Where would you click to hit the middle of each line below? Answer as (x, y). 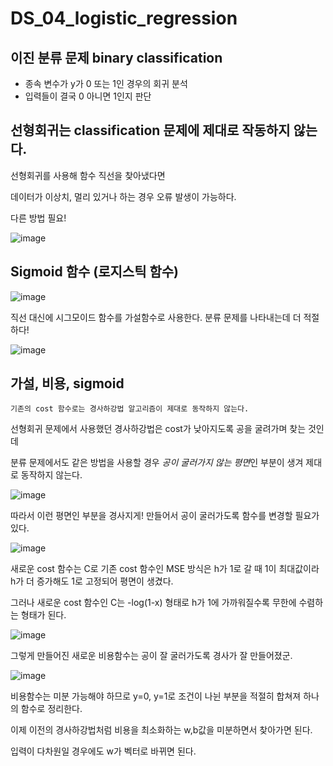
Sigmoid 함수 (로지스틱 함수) (94, 272)
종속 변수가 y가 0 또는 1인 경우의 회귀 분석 (106, 83)
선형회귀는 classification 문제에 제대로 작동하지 (150, 130)
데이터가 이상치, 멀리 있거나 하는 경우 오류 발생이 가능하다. (123, 196)
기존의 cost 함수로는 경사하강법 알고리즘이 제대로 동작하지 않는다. (130, 409)
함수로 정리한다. (51, 709)
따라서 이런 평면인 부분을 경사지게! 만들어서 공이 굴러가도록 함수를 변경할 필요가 (165, 516)
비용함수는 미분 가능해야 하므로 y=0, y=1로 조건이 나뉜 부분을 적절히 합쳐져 (156, 696)
